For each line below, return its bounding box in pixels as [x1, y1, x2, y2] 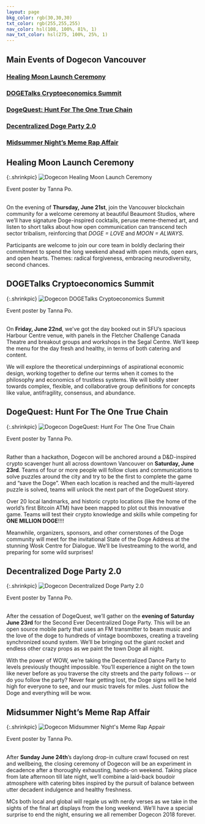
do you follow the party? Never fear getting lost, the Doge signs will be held [6, 677, 197, 684]
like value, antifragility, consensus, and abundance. [6, 389, 136, 396]
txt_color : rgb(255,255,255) [6, 20, 81, 26]
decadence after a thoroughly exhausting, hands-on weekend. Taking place [6, 766, 198, 774]
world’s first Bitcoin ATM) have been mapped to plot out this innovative [6, 504, 185, 511]
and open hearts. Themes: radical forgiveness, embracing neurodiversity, [6, 254, 192, 262]
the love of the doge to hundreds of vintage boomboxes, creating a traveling [6, 632, 199, 639]
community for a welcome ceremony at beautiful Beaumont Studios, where [6, 210, 195, 217]
